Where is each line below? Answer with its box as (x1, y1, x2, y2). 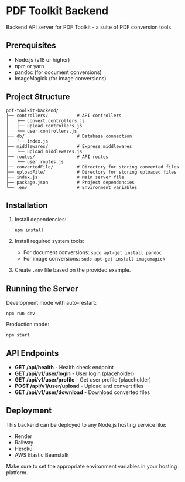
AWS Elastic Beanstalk (14, 451, 69, 459)
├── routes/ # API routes (6, 154, 109, 160)
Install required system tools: (14, 238, 85, 245)
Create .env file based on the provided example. (14, 267, 131, 274)
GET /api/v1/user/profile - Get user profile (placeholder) (14, 376, 151, 383)
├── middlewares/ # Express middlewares (6, 143, 132, 149)
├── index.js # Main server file (6, 174, 125, 180)
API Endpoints (6, 348, 59, 358)
